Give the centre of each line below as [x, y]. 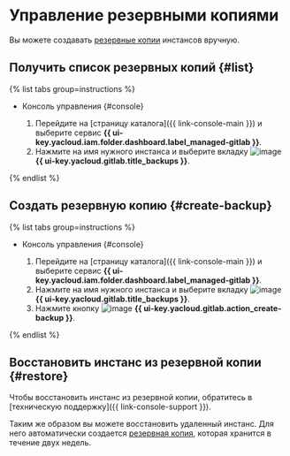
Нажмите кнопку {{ [88, 308]
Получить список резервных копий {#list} [132, 68]
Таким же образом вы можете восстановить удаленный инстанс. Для [141, 424]
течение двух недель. [50, 443]
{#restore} [39, 376]
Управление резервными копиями [144, 15]
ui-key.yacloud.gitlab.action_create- [213, 308]
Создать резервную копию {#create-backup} [141, 205]
